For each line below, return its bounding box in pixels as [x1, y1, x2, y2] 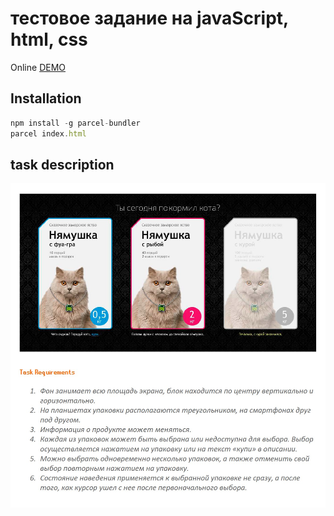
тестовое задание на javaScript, [10, 7, 289, 30]
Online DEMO [10, 61, 67, 73]
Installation [10, 90, 82, 107]
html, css [10, 28, 88, 51]
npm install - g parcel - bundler [10, 118, 141, 128]
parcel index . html [10, 128, 87, 139]
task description [10, 156, 115, 173]
